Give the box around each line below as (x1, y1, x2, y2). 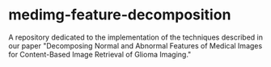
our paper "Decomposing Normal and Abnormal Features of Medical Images (8, 40, 263, 50)
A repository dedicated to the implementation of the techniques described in (8, 32, 263, 42)
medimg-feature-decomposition (8, 6, 231, 24)
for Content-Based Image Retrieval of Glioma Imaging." (8, 49, 192, 59)
